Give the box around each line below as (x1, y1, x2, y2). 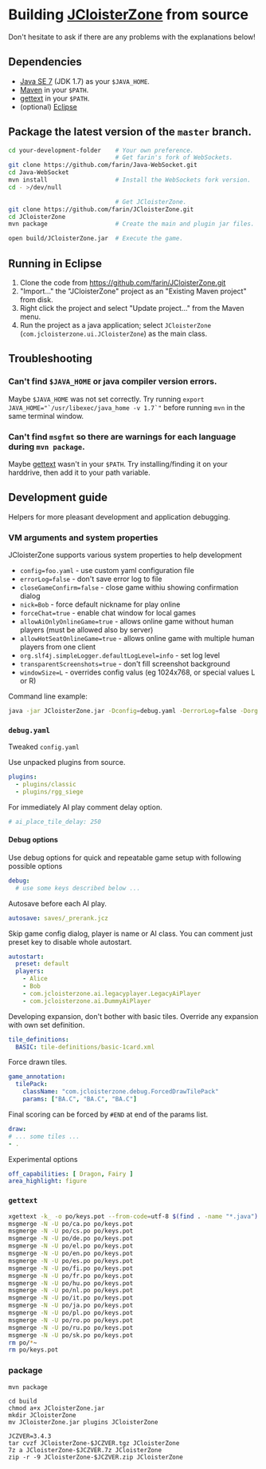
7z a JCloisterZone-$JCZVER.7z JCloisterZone (8, 1446, 162, 1454)
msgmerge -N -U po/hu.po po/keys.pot (8, 1279, 134, 1288)
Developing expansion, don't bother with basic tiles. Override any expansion (8, 1011, 259, 1021)
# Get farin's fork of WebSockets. (115, 153, 233, 161)
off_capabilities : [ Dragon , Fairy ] (8, 1169, 134, 1178)
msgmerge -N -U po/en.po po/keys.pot (8, 1249, 134, 1258)
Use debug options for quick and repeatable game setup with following (8, 853, 241, 862)
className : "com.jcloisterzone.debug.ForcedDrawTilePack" (22, 1088, 219, 1096)
